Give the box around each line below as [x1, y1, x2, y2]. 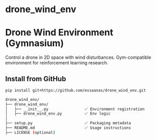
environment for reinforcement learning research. [5, 60, 108, 66]
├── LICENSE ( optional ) [5, 130, 56, 135]
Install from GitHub [5, 75, 66, 83]
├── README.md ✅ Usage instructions [5, 125, 131, 130]
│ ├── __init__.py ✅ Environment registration [5, 107, 145, 112]
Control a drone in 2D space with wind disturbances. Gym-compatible [5, 54, 151, 60]
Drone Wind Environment [5, 27, 113, 39]
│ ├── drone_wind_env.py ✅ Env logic [5, 111, 111, 116]
